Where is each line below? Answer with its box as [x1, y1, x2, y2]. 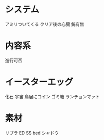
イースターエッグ [5, 77, 73, 88]
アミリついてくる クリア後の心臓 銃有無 [5, 21, 84, 27]
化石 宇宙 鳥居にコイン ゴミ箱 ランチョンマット [5, 93, 100, 99]
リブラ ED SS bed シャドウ [5, 130, 59, 136]
